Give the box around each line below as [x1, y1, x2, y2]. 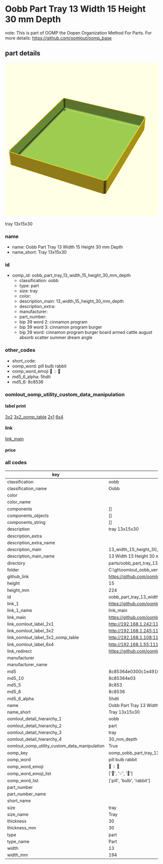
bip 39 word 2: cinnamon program [19, 319, 88, 325]
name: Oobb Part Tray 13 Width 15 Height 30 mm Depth [12, 244, 123, 250]
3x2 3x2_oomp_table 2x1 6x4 [5, 414, 64, 420]
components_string [7, 519, 46, 525]
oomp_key [7, 749, 28, 756]
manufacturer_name [7, 662, 48, 668]
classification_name [7, 485, 47, 491]
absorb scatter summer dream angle [19, 335, 93, 341]
